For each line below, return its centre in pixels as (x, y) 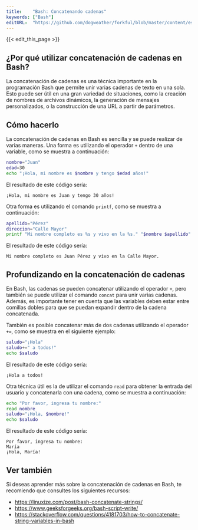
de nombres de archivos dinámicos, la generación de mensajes (83, 100)
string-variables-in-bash (44, 521)
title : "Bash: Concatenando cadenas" (57, 11)
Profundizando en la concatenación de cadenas (96, 274)
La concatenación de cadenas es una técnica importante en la (82, 81)
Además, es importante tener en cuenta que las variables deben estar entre (98, 301)
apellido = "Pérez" (27, 223)
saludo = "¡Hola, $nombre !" (38, 414)
